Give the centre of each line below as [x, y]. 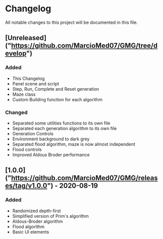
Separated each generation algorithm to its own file [64, 128]
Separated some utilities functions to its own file [61, 123]
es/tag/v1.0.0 [26, 186]
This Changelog [28, 78]
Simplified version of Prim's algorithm [50, 216]
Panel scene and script [36, 84]
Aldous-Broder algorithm [38, 221]
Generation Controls [33, 133]
